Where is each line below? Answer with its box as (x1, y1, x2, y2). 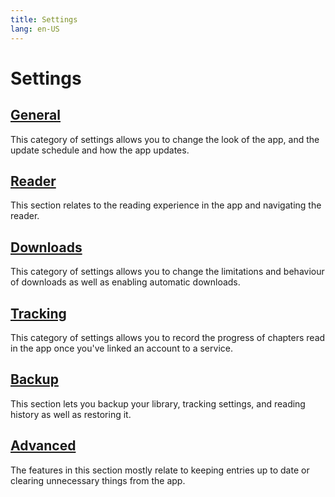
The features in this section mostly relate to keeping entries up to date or (10, 464, 310, 476)
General (10, 107, 62, 124)
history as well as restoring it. (10, 408, 132, 420)
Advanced (10, 437, 77, 455)
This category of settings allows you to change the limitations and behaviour (10, 266, 325, 278)
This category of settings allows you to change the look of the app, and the (10, 133, 320, 145)
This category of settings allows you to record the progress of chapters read (10, 331, 326, 343)
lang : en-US (10, 24, 60, 34)
